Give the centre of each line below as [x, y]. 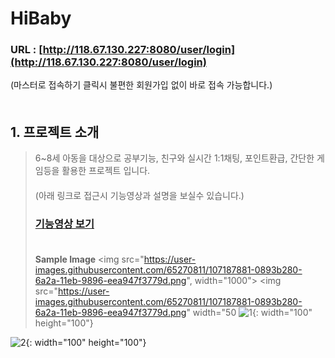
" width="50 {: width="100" [249, 312]
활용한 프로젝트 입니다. [106, 171]
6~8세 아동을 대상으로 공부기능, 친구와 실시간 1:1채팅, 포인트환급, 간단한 [174, 158]
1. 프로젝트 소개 [55, 132]
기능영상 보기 [64, 224]
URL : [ [26, 50]
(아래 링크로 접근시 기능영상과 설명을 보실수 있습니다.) [139, 196]
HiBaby [41, 18]
